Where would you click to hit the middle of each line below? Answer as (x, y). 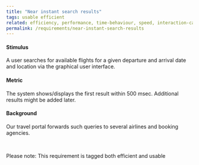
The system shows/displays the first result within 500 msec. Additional (92, 93)
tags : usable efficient (36, 17)
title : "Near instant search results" (54, 12)
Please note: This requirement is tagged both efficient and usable (86, 156)
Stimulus (17, 47)
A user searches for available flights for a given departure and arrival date (96, 61)
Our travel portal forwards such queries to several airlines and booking (92, 126)
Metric (15, 80)
